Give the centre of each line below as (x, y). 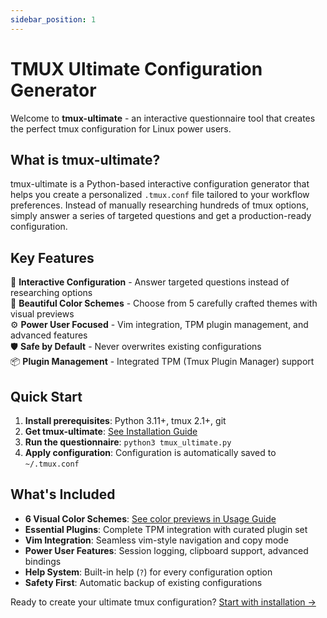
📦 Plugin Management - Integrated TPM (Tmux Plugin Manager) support (162, 362)
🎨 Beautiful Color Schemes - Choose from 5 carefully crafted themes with (164, 303)
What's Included (63, 494)
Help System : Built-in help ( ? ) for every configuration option (148, 572)
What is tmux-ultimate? (85, 159)
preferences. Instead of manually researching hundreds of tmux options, (159, 205)
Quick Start (46, 396)
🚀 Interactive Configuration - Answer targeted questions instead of (150, 282)
